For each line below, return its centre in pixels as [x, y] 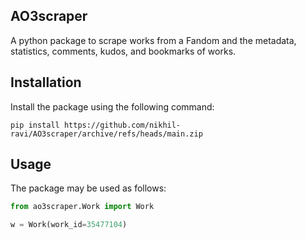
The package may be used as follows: [88, 188]
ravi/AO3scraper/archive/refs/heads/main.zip [106, 134]
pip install [35, 125]
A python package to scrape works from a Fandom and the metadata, [153, 40]
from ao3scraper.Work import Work [82, 207]
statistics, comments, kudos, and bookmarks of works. [123, 51]
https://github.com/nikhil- [122, 125]
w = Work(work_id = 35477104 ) [69, 225]
